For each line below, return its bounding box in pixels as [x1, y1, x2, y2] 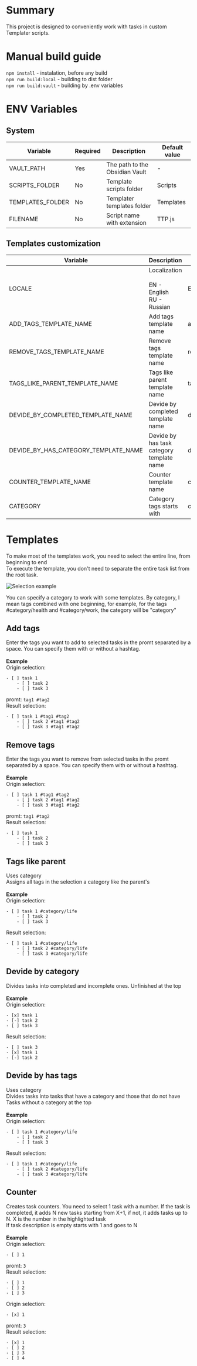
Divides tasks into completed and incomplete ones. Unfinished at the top [6, 982, 182, 989]
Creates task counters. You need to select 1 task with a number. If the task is [6, 1202, 191, 1210]
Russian [148, 302, 171, 311]
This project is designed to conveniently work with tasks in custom [6, 23, 167, 30]
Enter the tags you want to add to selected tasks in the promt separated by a [6, 639, 191, 646]
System [6, 126, 35, 136]
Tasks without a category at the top [6, 1098, 92, 1106]
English [148, 288, 169, 296]
